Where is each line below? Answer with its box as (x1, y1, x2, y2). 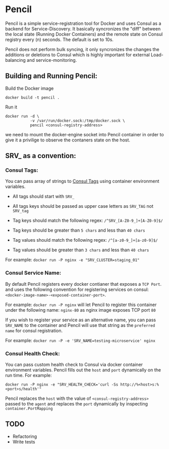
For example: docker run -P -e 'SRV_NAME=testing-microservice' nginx (5, 337, 155, 343)
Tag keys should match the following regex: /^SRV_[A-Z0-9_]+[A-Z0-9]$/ (12, 217, 163, 223)
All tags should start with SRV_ (12, 194, 75, 200)
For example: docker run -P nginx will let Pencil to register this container (5, 302, 157, 308)
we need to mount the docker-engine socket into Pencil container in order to (5, 131, 164, 137)
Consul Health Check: (5, 350, 60, 357)
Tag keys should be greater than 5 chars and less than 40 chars (12, 227, 145, 234)
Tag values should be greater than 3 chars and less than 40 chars (12, 247, 149, 253)
